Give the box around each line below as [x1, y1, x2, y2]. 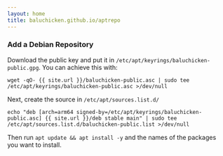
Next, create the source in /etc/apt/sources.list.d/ [7, 95, 160, 104]
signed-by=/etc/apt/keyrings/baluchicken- [76, 108, 202, 115]
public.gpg [7, 64, 39, 71]
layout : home [7, 10, 46, 17]
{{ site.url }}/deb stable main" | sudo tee [44, 115, 177, 122]
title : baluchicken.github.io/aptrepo [7, 17, 121, 24]
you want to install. [7, 141, 62, 149]
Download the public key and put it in [7, 55, 115, 64]
